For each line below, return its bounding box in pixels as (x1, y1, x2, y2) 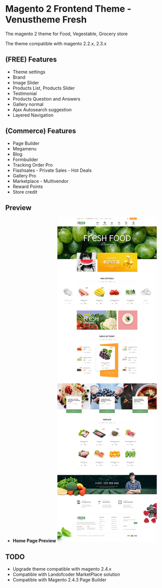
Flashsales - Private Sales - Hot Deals (12, 167, 92, 173)
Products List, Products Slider (12, 85, 75, 91)
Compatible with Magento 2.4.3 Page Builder (12, 577, 107, 583)
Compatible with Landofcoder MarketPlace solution (12, 571, 120, 577)
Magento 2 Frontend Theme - (5, 3, 132, 15)
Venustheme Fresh (5, 14, 87, 25)
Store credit (12, 189, 38, 195)
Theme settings (12, 69, 46, 75)
